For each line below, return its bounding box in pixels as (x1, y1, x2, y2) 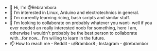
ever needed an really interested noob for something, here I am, (9, 25, 138, 31)
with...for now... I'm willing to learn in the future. (9, 35, 105, 41)
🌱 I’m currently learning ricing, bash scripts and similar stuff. (9, 15, 130, 20)
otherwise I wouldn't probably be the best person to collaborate (9, 30, 138, 36)
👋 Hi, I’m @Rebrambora (9, 5, 57, 10)
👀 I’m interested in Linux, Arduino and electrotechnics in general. (9, 10, 140, 15)
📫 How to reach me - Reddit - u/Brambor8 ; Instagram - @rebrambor (9, 41, 149, 46)
